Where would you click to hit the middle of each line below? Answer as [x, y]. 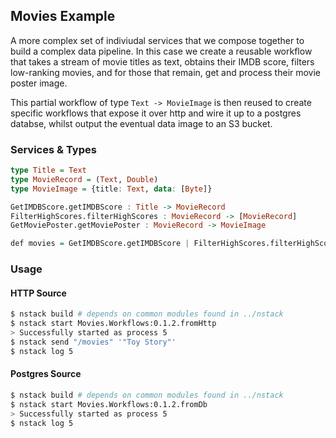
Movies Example [63, 16]
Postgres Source [46, 374]
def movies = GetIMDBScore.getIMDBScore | [100, 244]
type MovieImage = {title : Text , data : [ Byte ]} [111, 189]
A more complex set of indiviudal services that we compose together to [157, 40]
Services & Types [53, 149]
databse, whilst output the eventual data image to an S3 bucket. [141, 123]
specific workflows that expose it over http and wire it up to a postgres [156, 113]
